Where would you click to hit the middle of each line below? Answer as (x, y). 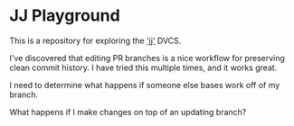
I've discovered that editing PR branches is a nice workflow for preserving (147, 58)
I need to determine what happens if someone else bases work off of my (145, 85)
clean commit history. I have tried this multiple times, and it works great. (143, 67)
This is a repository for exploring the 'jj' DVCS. (95, 40)
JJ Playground (65, 16)
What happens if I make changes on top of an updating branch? (128, 112)
